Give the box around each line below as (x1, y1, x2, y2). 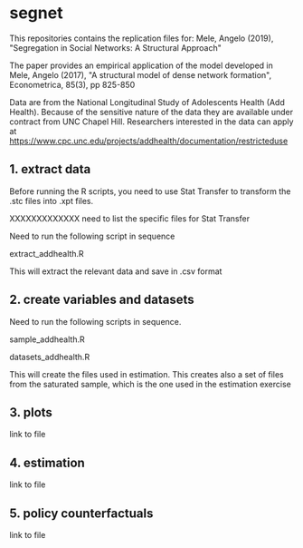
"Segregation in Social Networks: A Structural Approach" (9, 42, 222, 53)
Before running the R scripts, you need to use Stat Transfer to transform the (9, 185, 291, 197)
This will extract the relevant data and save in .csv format (9, 266, 223, 277)
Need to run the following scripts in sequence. (9, 316, 182, 327)
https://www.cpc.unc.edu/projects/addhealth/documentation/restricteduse (9, 135, 289, 146)
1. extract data (9, 161, 91, 177)
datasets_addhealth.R (9, 351, 90, 362)
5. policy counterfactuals (9, 505, 154, 521)
